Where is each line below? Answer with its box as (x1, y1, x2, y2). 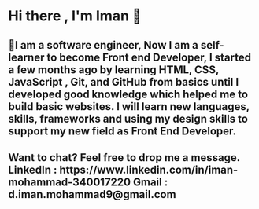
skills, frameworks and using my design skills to (8, 112, 248, 125)
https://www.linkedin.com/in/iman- (59, 163, 239, 176)
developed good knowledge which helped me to (8, 87, 249, 101)
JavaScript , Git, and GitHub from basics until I (8, 75, 239, 89)
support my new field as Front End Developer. (8, 124, 237, 137)
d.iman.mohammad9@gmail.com (8, 188, 176, 201)
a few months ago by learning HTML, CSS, (8, 63, 219, 76)
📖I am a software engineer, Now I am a (8, 38, 198, 52)
